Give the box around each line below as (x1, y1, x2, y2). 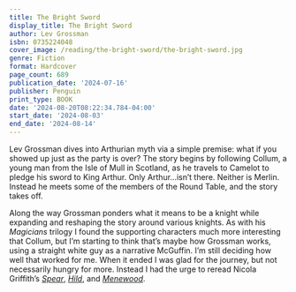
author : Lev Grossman (9, 29, 89, 38)
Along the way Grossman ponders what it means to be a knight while (9, 208, 260, 218)
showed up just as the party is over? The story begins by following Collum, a (9, 153, 287, 163)
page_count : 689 (9, 71, 69, 79)
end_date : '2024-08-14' (9, 120, 97, 129)
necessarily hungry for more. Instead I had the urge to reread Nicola (9, 264, 257, 274)
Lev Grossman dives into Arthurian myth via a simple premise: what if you (9, 144, 277, 154)
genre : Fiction (9, 54, 65, 63)
